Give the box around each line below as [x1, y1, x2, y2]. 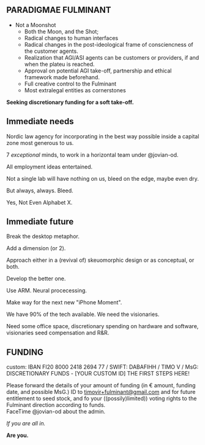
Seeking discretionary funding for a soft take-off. [6, 98, 134, 106]
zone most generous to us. [6, 139, 74, 146]
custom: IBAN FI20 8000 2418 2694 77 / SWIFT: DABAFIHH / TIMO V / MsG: [6, 363, 199, 371]
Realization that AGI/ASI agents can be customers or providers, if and [24, 53, 199, 61]
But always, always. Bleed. [6, 187, 73, 194]
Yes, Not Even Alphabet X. [6, 199, 73, 206]
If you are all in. [6, 420, 46, 427]
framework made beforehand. [24, 73, 100, 81]
